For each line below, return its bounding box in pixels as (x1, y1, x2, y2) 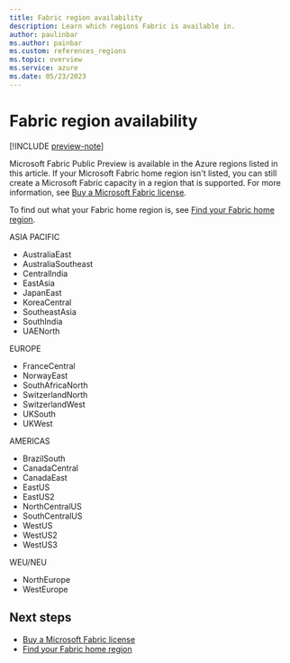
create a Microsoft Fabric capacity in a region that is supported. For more (9, 177, 281, 188)
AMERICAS (9, 435, 51, 447)
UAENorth (22, 326, 60, 336)
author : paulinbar (9, 30, 78, 39)
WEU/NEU (9, 557, 48, 567)
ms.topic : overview (9, 55, 83, 64)
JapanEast (22, 287, 62, 298)
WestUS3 (22, 539, 59, 550)
